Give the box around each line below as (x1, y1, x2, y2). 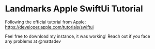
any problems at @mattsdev (5, 38, 62, 44)
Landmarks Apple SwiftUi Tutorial (5, 3, 143, 14)
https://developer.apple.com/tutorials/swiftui (5, 24, 94, 29)
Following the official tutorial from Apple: (5, 19, 86, 25)
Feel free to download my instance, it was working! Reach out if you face (5, 33, 150, 39)
